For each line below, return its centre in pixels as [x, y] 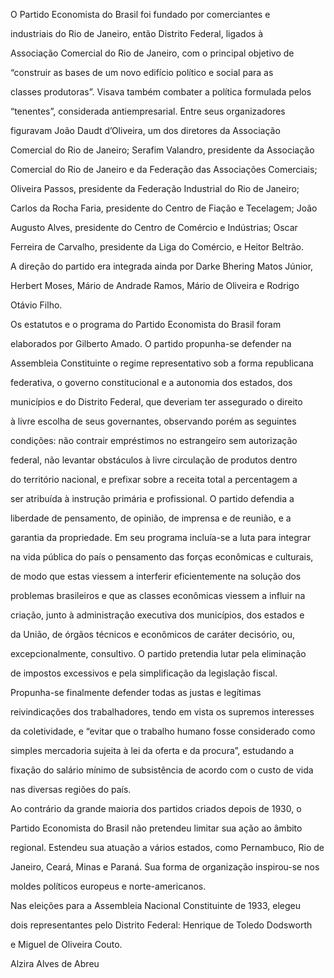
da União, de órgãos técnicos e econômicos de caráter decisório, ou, [153, 634]
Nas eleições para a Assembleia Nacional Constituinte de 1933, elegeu [156, 905]
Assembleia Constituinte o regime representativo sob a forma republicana [162, 363]
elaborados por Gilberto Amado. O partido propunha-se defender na [151, 343]
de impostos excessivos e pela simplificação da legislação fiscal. [144, 673]
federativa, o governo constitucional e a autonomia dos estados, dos [151, 382]
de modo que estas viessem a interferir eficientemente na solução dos [156, 576]
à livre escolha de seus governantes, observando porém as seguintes [153, 421]
